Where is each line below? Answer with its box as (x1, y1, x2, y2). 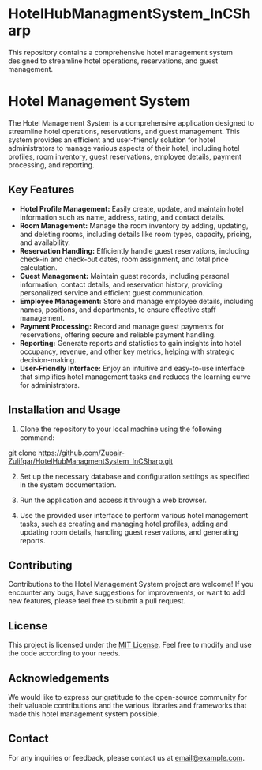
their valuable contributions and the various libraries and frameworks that (8, 701, 247, 710)
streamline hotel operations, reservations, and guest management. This (8, 126, 241, 136)
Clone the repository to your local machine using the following (19, 424, 223, 434)
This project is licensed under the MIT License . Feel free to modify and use (8, 640, 252, 650)
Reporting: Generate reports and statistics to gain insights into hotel (19, 338, 242, 347)
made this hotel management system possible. (8, 708, 159, 719)
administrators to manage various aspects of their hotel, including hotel (8, 143, 240, 152)
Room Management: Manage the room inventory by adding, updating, (19, 220, 249, 230)
